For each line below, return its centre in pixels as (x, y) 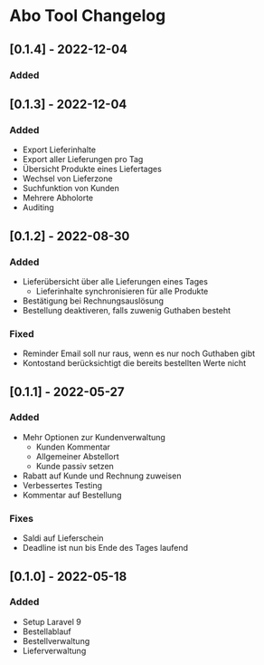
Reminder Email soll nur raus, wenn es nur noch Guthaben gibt (139, 353)
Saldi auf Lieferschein (63, 538)
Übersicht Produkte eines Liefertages (92, 169)
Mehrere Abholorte (58, 198)
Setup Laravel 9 (52, 622)
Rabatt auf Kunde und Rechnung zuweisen (102, 476)
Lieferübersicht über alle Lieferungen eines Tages (115, 281)
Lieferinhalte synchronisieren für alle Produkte (122, 291)
